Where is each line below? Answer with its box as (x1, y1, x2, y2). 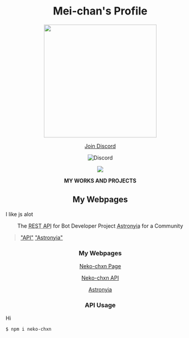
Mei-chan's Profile (53, 4, 148, 18)
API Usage (85, 301, 116, 309)
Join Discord (84, 142, 116, 149)
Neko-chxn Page (79, 263, 121, 270)
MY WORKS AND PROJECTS (64, 177, 137, 184)
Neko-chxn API (81, 274, 119, 281)
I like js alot (5, 210, 34, 218)
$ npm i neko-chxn (5, 327, 52, 333)
